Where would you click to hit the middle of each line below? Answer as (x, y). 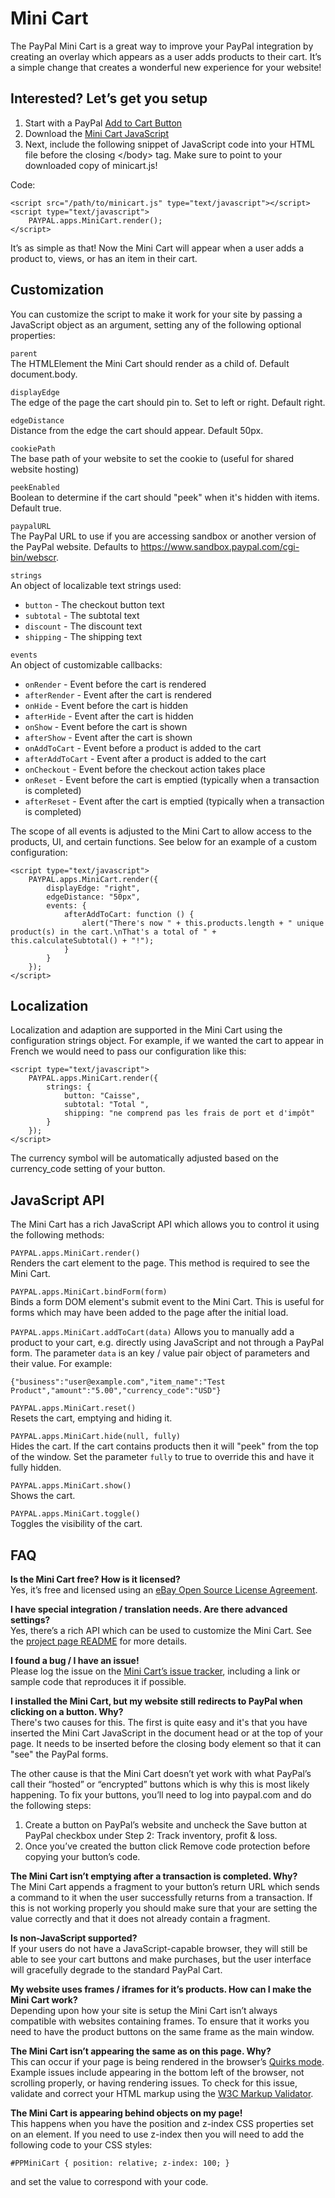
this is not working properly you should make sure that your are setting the (164, 1908)
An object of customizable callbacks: (86, 664)
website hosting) (45, 469)
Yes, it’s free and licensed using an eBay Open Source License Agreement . (164, 1590)
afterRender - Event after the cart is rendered (118, 694)
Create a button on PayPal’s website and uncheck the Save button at (165, 1825)
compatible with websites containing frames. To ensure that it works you (160, 2021)
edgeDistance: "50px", (93, 897)
